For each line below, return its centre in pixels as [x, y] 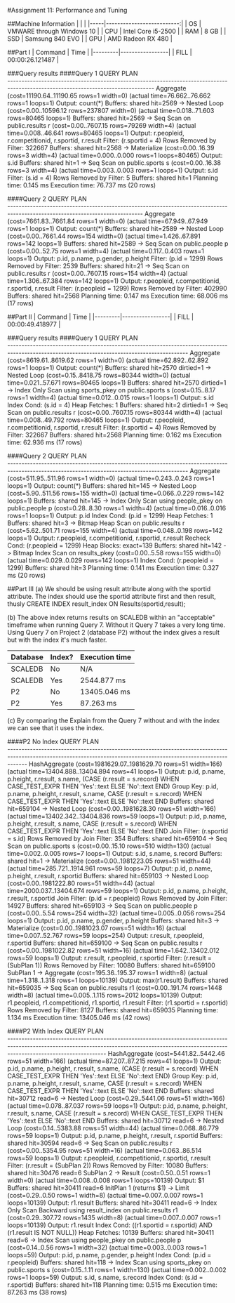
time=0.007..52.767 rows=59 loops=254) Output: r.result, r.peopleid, [106, 935]
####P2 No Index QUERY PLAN [53, 741]
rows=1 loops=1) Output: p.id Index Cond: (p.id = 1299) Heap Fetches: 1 [110, 516]
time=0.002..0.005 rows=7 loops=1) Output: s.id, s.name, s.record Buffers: [115, 853]
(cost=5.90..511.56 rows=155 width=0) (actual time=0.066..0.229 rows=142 [116, 493]
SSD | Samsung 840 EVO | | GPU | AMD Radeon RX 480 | [90, 39]
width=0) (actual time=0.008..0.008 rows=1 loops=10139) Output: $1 [106, 1180]
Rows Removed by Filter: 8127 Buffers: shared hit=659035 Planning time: [113, 1010]
